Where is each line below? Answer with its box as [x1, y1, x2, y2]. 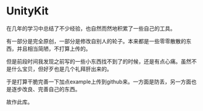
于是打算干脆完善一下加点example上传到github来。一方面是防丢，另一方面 [6, 78, 192, 85]
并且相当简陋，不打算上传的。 [16, 45, 91, 52]
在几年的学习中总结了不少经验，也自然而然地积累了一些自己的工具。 [6, 25, 176, 32]
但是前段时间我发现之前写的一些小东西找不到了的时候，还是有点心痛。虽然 [6, 58, 192, 65]
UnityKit [6, 4, 49, 18]
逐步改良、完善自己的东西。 [11, 85, 80, 92]
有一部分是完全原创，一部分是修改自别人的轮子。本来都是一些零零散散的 [6, 37, 186, 44]
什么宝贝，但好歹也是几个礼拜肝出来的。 [11, 65, 112, 73]
